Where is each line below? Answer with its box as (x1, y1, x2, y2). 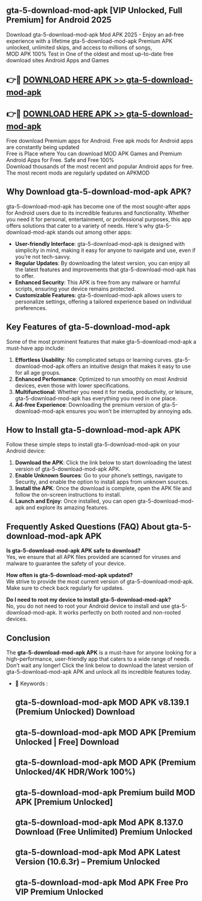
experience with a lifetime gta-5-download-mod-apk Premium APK (6, 37, 173, 45)
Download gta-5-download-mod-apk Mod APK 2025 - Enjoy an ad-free (6, 31, 185, 38)
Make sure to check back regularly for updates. (6, 584, 124, 592)
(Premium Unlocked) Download (14, 707, 135, 717)
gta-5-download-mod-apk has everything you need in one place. (14, 395, 177, 402)
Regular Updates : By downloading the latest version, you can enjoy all (14, 259, 190, 266)
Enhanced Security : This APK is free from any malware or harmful (14, 279, 181, 286)
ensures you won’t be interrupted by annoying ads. (66, 407, 193, 415)
